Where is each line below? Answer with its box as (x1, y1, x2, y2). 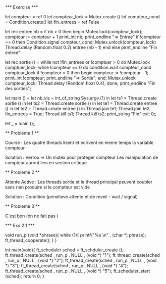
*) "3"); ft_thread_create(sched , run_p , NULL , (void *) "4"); (5, 263, 128, 269)
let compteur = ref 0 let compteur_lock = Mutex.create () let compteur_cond (5, 14, 160, 19)
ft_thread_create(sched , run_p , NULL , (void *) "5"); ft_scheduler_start (5, 268, 150, 274)
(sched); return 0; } (5, 273, 45, 279)
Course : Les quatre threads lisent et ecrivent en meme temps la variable (5, 140, 154, 145)
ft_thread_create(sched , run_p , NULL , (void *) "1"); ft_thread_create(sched (5, 252, 160, 258)
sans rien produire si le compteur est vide (5, 184, 90, 190)
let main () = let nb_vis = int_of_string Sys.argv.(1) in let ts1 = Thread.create (5, 95, 157, 101)
